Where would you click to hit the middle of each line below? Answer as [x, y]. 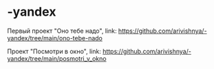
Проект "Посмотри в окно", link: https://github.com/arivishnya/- [99, 51]
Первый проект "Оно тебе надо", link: [62, 31]
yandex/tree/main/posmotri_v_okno [57, 58]
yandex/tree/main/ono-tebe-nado [55, 38]
